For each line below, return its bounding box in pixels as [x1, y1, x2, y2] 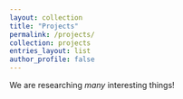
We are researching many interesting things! [9, 80, 175, 90]
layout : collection [9, 13, 83, 22]
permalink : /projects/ [9, 30, 95, 39]
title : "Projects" [9, 22, 79, 31]
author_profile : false [9, 55, 95, 64]
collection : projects [9, 38, 91, 48]
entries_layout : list [9, 47, 91, 56]
